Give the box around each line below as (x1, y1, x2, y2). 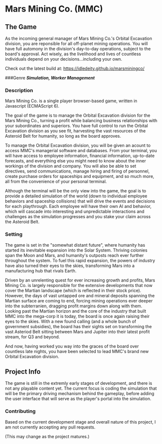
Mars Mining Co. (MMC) (5, 3, 103, 15)
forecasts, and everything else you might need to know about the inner (5, 158, 147, 164)
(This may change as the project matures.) (5, 433, 89, 439)
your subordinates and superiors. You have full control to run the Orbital (5, 123, 148, 129)
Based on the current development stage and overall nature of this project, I (5, 419, 156, 425)
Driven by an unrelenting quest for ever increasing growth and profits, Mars (5, 277, 156, 283)
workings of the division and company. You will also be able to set (5, 163, 136, 169)
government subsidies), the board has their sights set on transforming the (5, 323, 152, 329)
